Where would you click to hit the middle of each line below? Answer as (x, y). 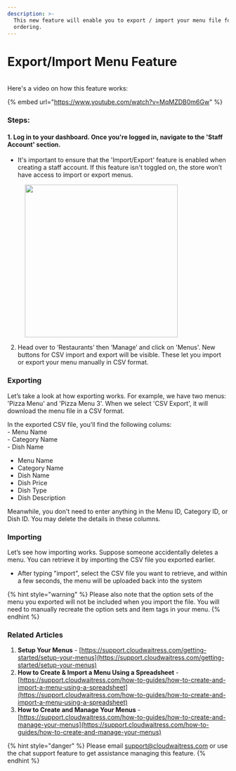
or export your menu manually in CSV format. (83, 362)
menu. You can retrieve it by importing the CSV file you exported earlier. (111, 560)
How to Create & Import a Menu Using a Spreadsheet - (98, 673)
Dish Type (32, 490)
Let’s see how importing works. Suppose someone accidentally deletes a (113, 553)
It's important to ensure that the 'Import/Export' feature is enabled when (122, 160)
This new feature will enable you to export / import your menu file (117, 20)
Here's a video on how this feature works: (68, 88)
